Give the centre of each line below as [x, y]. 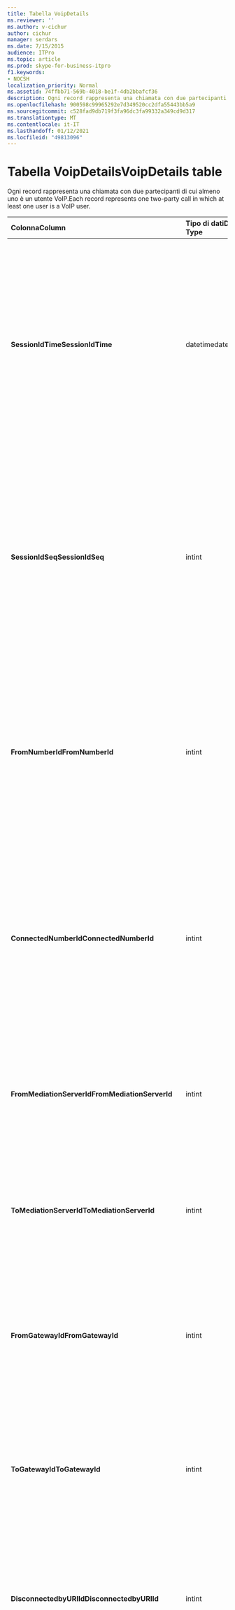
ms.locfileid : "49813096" [45, 137]
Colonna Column [38, 228]
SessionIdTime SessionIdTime [62, 345]
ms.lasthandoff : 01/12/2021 [48, 131]
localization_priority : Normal [53, 85]
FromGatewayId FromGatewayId [65, 1336]
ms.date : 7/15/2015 [36, 46]
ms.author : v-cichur [37, 27]
